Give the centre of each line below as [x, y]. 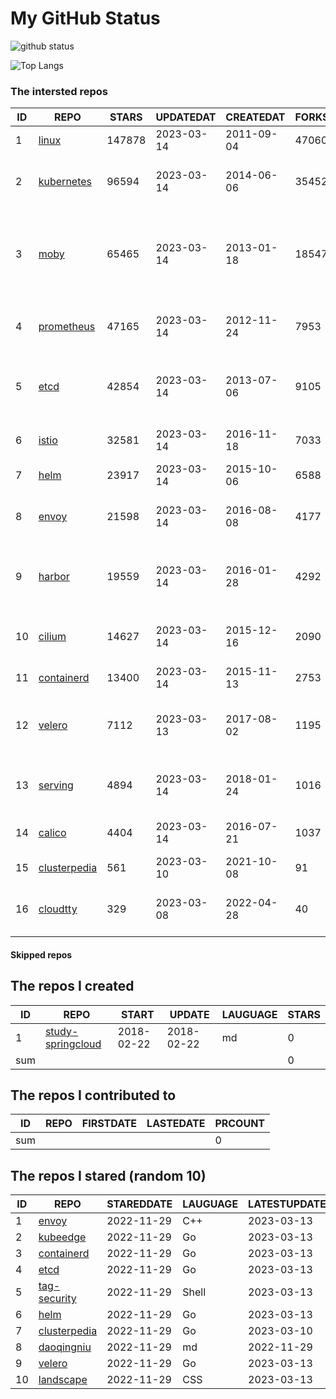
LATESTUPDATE [287, 1204]
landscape [63, 1380]
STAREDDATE [139, 1204]
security [57, 1299]
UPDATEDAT [186, 117]
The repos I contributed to [93, 1095]
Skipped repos [41, 954]
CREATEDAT [255, 117]
